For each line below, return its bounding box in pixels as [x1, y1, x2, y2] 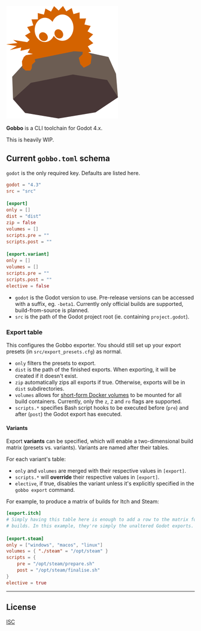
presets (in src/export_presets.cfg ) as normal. [6, 348, 123, 355]
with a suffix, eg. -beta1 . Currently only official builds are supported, [14, 300, 184, 307]
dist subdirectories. [14, 384, 65, 392]
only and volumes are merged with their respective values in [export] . [14, 467, 187, 474]
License [6, 602, 36, 612]
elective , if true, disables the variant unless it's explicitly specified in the [14, 480, 194, 487]
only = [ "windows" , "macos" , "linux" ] [6, 542, 103, 548]
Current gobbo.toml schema [6, 154, 111, 164]
